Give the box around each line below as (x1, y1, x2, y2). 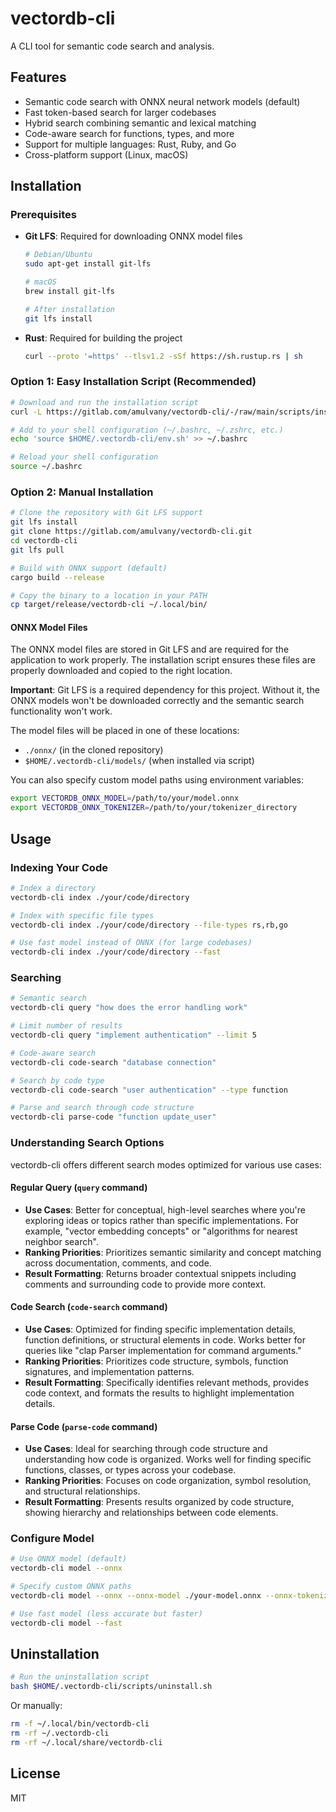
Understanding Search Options (10, 1136, 165, 1150)
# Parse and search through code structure (10, 1103, 195, 1113)
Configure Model (10, 1532, 95, 1546)
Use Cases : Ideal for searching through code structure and (24, 1443, 268, 1455)
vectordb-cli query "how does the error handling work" (10, 1003, 248, 1013)
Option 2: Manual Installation (10, 485, 154, 499)
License (10, 1765, 61, 1782)
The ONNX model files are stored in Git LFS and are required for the (10, 643, 290, 656)
